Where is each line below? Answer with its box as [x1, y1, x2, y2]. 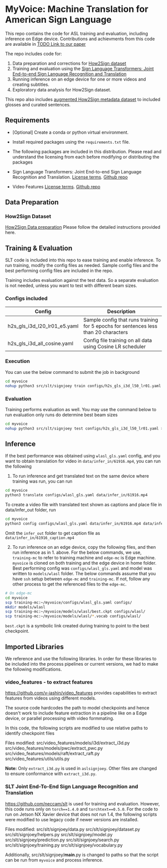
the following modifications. [5, 666, 62, 672]
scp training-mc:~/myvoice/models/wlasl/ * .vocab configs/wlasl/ [5, 614, 141, 619]
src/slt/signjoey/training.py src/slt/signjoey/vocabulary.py [5, 842, 123, 848]
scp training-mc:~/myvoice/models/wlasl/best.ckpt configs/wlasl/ [5, 609, 146, 614]
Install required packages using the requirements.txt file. [12, 139, 130, 145]
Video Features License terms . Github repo [12, 183, 100, 189]
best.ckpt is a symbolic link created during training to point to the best [5, 623, 150, 629]
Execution [5, 358, 30, 365]
